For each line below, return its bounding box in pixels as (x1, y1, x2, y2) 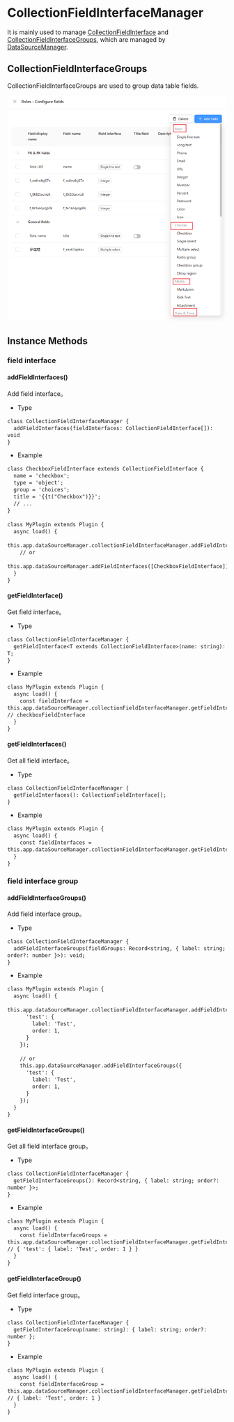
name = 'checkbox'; (13, 472, 70, 479)
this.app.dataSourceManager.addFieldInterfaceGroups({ (19, 1062, 182, 1069)
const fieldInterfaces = (19, 839, 92, 846)
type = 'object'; (13, 479, 64, 486)
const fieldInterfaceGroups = (19, 1232, 108, 1239)
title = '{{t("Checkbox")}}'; (13, 493, 101, 500)
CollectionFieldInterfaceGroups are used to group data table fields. (7, 82, 199, 90)
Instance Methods (7, 335, 88, 346)
